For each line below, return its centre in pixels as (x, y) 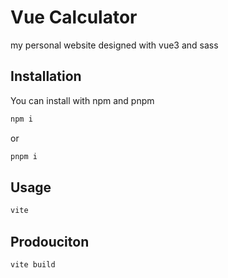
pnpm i (24, 156)
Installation (46, 76)
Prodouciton (50, 241)
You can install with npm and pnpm (82, 100)
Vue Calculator (74, 17)
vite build (33, 265)
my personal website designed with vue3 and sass (114, 45)
